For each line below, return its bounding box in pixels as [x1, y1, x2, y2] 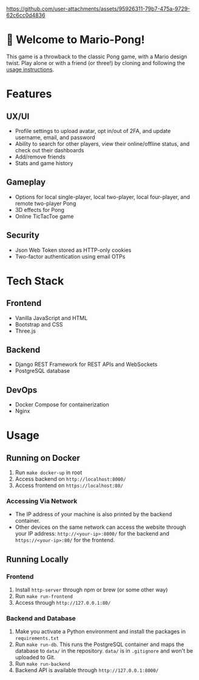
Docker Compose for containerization [15, 401, 109, 409]
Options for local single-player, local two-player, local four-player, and [15, 193, 190, 200]
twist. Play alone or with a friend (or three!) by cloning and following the [6, 59, 185, 66]
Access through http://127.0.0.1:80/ [15, 599, 111, 607]
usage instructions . [6, 66, 55, 73]
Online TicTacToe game [15, 212, 74, 220]
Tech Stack [6, 274, 64, 288]
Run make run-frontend [15, 593, 73, 600]
